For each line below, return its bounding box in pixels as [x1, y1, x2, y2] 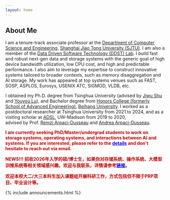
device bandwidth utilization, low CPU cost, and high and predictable [5, 61, 150, 68]
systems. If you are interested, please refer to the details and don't [5, 140, 149, 146]
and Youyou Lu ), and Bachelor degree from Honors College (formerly [5, 98, 150, 104]
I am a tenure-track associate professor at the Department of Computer [5, 40, 155, 46]
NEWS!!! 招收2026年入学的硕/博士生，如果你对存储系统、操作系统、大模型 [5, 156, 162, 162]
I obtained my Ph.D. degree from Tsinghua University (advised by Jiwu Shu [5, 92, 162, 99]
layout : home [5, 7, 33, 13]
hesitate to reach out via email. [5, 146, 72, 152]
